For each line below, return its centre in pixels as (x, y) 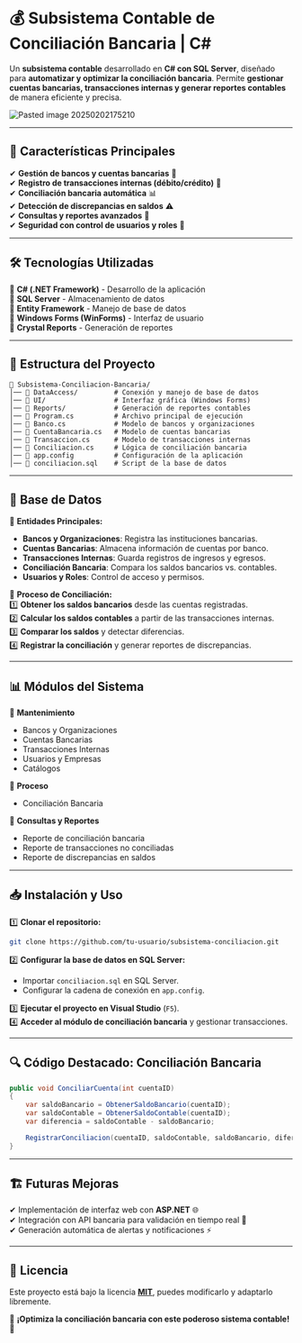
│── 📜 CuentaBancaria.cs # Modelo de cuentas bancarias (120, 432)
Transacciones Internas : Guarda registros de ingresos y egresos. (144, 558)
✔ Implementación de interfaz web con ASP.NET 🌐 (104, 1210)
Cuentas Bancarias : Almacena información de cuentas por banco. (146, 549)
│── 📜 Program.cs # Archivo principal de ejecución (126, 416)
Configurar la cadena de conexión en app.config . (113, 990)
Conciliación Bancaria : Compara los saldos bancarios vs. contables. (150, 567)
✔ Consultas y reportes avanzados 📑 (80, 215)
